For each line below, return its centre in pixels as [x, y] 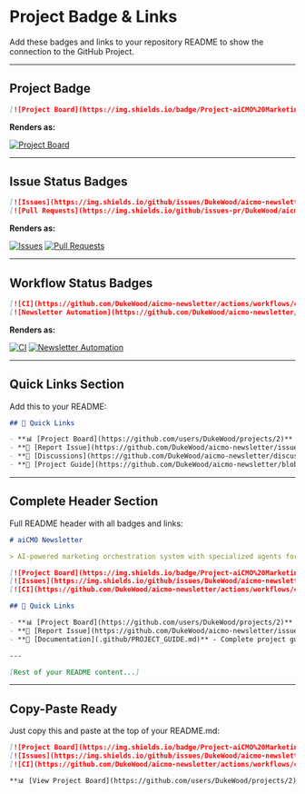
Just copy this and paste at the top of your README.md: [115, 731]
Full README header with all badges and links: [96, 523]
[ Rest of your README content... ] [75, 672]
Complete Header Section [84, 501]
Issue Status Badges [69, 182]
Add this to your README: [58, 406]
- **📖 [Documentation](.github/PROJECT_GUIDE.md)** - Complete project [148, 639]
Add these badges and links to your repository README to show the [137, 42]
